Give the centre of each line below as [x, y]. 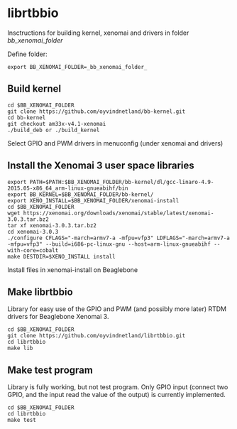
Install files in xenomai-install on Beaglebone [73, 270]
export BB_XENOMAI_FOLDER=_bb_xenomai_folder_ [77, 67]
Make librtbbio [40, 292]
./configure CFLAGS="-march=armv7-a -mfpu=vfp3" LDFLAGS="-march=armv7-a [119, 238]
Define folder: [27, 54]
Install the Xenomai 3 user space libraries [101, 166]
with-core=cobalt [33, 250]
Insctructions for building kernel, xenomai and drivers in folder [98, 33]
